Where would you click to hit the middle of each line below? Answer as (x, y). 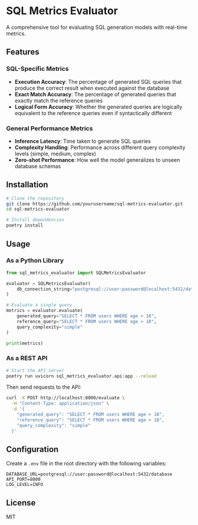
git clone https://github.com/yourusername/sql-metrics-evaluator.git (95, 204)
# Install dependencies (35, 220)
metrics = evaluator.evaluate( (44, 311)
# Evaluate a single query (39, 305)
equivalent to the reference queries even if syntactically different (93, 113)
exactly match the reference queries (59, 100)
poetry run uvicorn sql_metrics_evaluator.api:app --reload (82, 376)
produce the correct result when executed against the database (92, 88)
